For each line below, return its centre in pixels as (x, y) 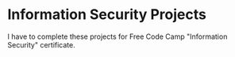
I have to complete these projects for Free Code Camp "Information (118, 36)
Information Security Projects (107, 15)
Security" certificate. (42, 44)
